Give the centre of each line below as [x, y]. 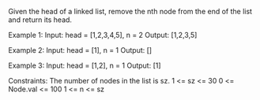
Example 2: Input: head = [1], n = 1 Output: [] [80, 50]
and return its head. [40, 20]
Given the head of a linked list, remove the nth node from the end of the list [130, 11]
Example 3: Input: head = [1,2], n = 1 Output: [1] [85, 65]
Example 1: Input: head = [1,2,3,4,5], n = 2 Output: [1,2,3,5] [103, 35]
